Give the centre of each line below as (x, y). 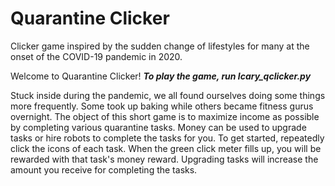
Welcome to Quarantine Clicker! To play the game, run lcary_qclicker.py (161, 76)
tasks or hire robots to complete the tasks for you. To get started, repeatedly (167, 138)
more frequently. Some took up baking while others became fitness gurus (162, 106)
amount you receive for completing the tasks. (104, 169)
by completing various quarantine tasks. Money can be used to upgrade (158, 127)
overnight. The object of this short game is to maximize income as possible (165, 116)
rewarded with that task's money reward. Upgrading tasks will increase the (164, 159)
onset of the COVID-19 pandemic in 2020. (96, 56)
